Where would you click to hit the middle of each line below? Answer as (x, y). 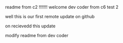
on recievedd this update (30, 26)
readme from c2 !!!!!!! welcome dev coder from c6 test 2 (62, 7)
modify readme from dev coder (37, 35)
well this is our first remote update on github (50, 16)
